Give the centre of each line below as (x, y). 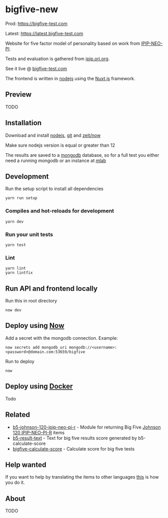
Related (18, 415)
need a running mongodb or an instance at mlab (56, 160)
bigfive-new (32, 9)
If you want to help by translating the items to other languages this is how (82, 477)
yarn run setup (21, 198)
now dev (13, 310)
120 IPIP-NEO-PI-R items (38, 432)
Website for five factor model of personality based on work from (73, 43)
